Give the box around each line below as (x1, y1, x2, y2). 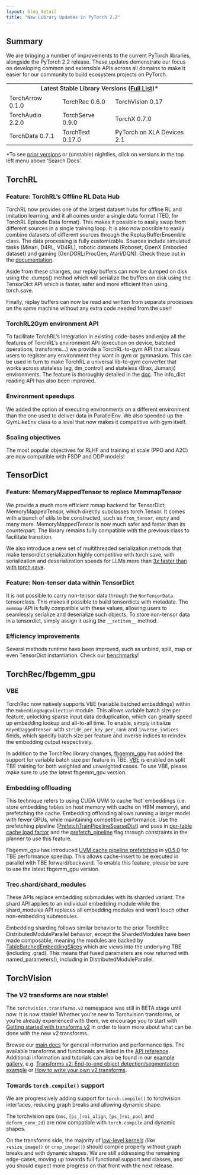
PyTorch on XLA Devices (115, 128, 184, 137)
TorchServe (62, 111, 95, 120)
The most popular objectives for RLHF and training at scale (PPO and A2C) (6, 447, 188, 454)
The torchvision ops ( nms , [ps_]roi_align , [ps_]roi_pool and (6, 1113, 154, 1120)
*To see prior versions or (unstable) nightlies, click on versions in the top (6, 151, 184, 158)
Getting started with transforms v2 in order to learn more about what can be (6, 1023, 191, 1031)
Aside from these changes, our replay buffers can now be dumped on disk (6, 268, 188, 275)
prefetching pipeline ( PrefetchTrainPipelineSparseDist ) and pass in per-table (6, 822, 192, 830)
